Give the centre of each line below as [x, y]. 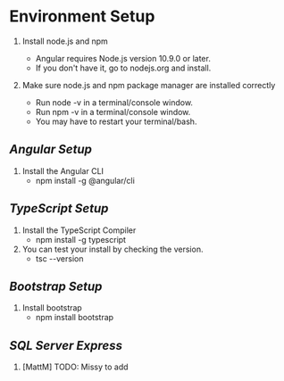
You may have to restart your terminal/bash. [116, 121]
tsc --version [59, 258]
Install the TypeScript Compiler [79, 230]
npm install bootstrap [75, 318]
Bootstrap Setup [56, 286]
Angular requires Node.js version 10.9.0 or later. [123, 58]
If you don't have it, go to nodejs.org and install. [123, 68]
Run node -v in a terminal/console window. [114, 102]
